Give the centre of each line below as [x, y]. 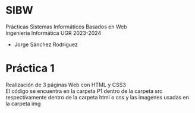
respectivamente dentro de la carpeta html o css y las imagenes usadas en [97, 97]
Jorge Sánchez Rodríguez [46, 44]
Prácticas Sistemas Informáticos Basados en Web [66, 27]
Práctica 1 [30, 68]
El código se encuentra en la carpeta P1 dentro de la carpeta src [84, 91]
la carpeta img [23, 104]
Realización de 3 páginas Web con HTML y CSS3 [66, 85]
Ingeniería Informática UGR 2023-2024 [54, 33]
